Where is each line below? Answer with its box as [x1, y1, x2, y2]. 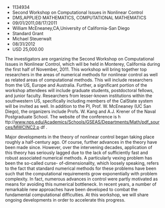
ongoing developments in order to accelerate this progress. [5, 197, 126, 203]
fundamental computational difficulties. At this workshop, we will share [5, 192, 149, 198]
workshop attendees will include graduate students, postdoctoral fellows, [5, 88, 154, 93]
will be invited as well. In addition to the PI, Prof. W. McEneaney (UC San [5, 104, 152, 109]
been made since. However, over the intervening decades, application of [5, 145, 153, 150]
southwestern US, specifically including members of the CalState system [5, 98, 153, 104]
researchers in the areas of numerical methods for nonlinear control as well [5, 72, 158, 77]
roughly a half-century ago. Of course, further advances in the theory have [5, 139, 158, 145]
